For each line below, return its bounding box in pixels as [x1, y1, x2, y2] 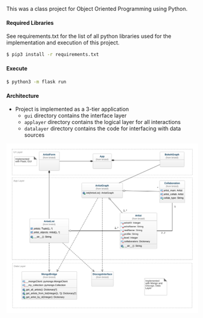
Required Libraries [6, 19, 54, 26]
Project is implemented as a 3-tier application [15, 106, 129, 113]
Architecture [6, 92, 40, 99]
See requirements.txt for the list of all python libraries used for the [6, 33, 171, 40]
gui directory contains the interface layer [24, 112, 127, 119]
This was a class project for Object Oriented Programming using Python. [6, 5, 188, 12]
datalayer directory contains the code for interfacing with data [24, 125, 181, 133]
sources [24, 131, 45, 139]
